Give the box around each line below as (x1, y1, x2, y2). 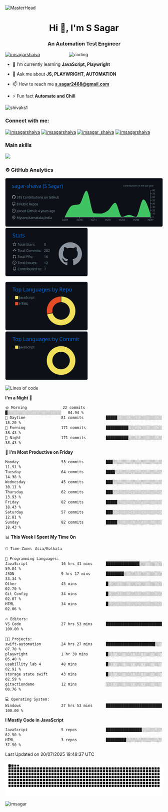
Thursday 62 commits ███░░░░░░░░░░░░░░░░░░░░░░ (5, 490, 162, 495)
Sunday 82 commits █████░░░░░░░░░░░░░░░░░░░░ (5, 520, 162, 525)
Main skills (5, 142, 32, 149)
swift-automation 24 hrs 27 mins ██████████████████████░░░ (5, 642, 162, 647)
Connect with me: (5, 117, 49, 124)
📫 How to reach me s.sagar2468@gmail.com (12, 81, 109, 87)
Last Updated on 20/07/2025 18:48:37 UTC (5, 751, 94, 757)
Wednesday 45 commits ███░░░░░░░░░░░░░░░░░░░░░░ (5, 480, 162, 485)
